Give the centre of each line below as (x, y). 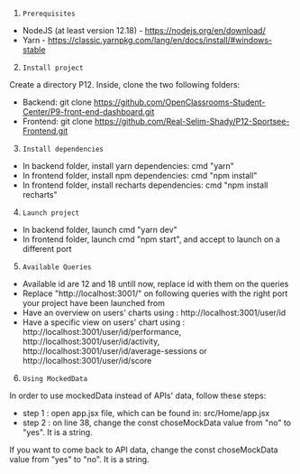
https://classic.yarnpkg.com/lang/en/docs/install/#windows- (160, 40)
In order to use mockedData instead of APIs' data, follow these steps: (138, 395)
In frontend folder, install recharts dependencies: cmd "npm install (145, 185)
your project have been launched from (93, 303)
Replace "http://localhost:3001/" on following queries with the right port (155, 293)
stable (34, 50)
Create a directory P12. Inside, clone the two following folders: (125, 84)
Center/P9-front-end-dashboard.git (88, 112)
